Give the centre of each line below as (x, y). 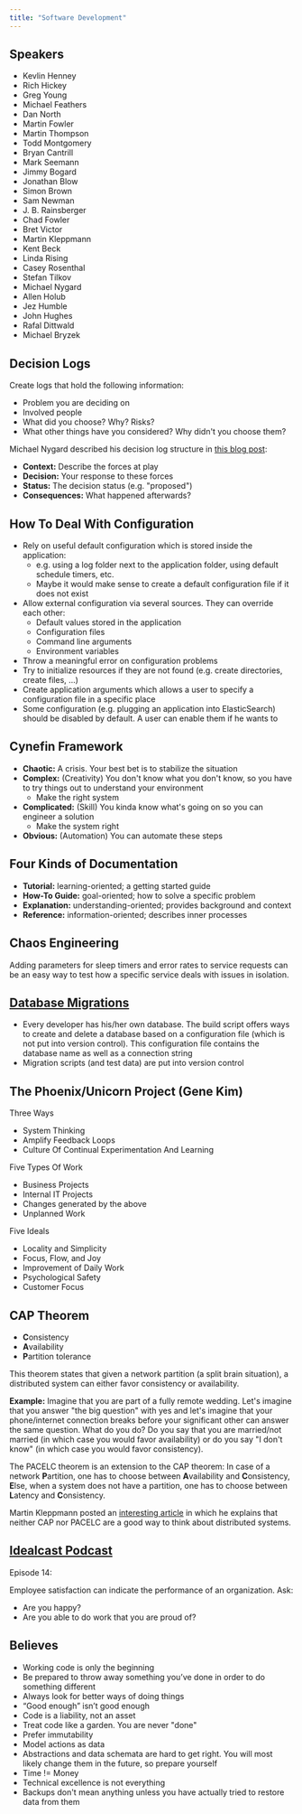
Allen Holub (44, 297)
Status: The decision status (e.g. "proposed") (107, 486)
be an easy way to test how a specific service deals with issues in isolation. (150, 974)
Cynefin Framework (66, 747)
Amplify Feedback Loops (69, 1140)
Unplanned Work (54, 1214)
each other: (44, 613)
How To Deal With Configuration (102, 524)
